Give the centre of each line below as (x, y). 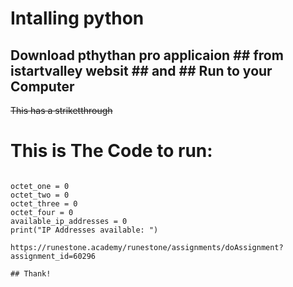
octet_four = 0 (42, 212)
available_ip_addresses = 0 (69, 221)
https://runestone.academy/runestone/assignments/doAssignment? (147, 247)
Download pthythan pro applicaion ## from (147, 55)
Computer (42, 86)
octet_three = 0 (44, 203)
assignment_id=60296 (53, 256)
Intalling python (77, 18)
